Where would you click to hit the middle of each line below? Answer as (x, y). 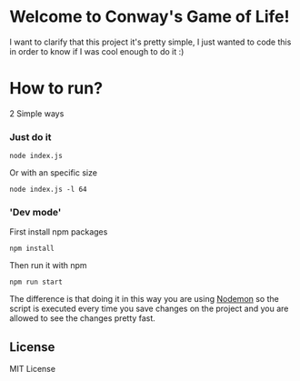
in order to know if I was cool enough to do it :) (97, 51)
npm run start (36, 282)
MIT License (33, 369)
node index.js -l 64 (49, 190)
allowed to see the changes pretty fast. (83, 318)
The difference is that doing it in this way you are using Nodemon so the (144, 299)
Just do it (30, 136)
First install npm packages (59, 232)
